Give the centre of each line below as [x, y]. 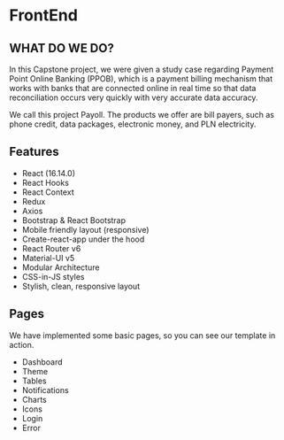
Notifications [45, 390]
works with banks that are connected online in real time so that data [133, 88]
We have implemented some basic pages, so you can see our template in [142, 335]
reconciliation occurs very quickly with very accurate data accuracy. [134, 97]
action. [22, 344]
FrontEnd [43, 15]
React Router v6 [51, 248]
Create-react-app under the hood [83, 239]
